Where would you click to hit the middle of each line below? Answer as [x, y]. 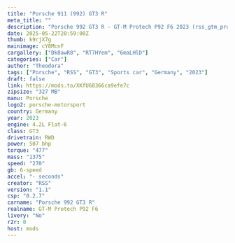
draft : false [26, 79]
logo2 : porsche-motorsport [47, 105]
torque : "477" [28, 151]
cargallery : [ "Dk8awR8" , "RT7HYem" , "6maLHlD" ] [78, 53]
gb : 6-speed [24, 170]
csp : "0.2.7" [26, 196]
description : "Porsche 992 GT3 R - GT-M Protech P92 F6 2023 [98, 27]
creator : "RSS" [29, 183]
